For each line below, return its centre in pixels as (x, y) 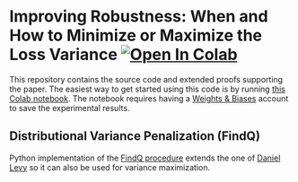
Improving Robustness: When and (139, 17)
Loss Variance (64, 55)
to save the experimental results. (70, 108)
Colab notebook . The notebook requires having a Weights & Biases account (149, 98)
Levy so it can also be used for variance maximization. (110, 167)
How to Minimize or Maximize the (136, 35)
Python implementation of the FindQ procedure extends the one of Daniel (145, 158)
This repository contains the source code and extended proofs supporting (146, 79)
